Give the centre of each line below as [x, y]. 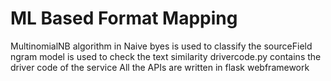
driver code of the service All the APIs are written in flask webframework [160, 67]
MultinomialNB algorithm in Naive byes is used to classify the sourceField [161, 46]
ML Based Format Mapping [124, 18]
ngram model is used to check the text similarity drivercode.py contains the [166, 56]
